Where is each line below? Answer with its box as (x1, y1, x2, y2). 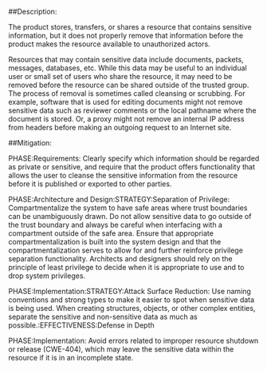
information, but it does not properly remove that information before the (8, 31, 244, 40)
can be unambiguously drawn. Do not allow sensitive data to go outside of (8, 212, 252, 221)
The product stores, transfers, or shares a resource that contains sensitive (8, 22, 253, 31)
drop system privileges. (8, 271, 86, 280)
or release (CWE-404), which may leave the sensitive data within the (8, 344, 234, 354)
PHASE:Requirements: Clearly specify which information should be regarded (8, 153, 260, 163)
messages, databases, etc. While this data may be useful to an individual (8, 63, 247, 73)
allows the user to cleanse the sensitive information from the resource (8, 171, 238, 180)
